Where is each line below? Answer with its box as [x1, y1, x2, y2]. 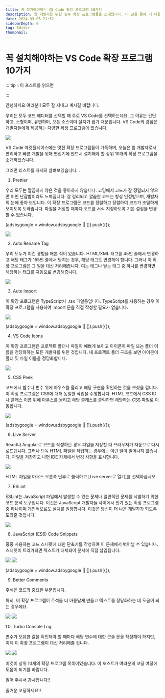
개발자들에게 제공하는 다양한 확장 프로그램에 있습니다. [5, 125, 108, 131]
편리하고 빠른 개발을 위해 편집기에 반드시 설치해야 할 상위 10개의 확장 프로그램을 [5, 150, 158, 156]
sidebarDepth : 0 [5, 21, 39, 26]
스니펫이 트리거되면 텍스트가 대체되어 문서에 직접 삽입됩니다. [5, 547, 121, 553]
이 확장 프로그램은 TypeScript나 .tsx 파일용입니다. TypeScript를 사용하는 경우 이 [5, 298, 160, 304]
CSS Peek [12, 374, 33, 380]
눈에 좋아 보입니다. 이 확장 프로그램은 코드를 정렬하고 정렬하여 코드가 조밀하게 [10, 200, 159, 205]
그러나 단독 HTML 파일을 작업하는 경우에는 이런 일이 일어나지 [27, 448, 144, 454]
